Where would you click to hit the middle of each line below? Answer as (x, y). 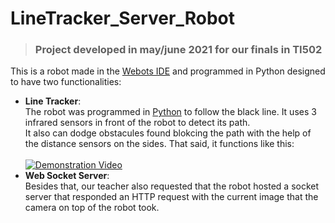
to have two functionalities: (66, 82)
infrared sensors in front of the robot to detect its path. (137, 123)
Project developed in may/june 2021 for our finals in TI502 (178, 50)
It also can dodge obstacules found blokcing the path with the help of (168, 133)
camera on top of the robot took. (92, 208)
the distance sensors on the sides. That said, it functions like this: (159, 144)
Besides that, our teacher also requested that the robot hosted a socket (172, 186)
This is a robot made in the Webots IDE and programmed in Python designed (168, 71)
